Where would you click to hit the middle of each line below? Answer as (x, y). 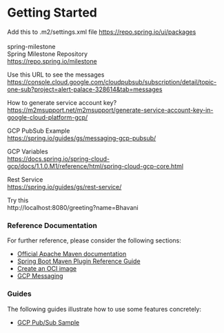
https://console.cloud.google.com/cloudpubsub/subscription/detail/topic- (112, 82)
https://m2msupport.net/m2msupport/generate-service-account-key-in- (110, 110)
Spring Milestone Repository (48, 54)
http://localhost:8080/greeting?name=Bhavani (73, 207)
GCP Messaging (40, 276)
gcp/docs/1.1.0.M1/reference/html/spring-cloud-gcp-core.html (95, 166)
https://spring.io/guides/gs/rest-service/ (64, 187)
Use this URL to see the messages (56, 75)
